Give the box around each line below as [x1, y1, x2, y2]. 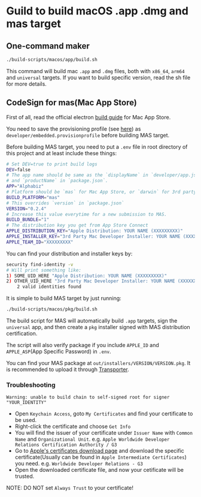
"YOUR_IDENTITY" [6, 400, 47, 406]
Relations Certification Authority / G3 [14, 442, 117, 448]
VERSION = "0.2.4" [6, 206, 47, 212]
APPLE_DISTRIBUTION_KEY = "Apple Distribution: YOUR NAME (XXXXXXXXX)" [6, 228, 184, 234]
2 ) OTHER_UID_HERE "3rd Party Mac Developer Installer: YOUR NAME [6, 278, 175, 284]
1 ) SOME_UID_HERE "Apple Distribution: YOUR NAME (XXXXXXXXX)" [6, 273, 167, 279]
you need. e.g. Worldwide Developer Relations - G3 [14, 460, 144, 467]
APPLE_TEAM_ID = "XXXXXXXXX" [6, 239, 74, 245]
